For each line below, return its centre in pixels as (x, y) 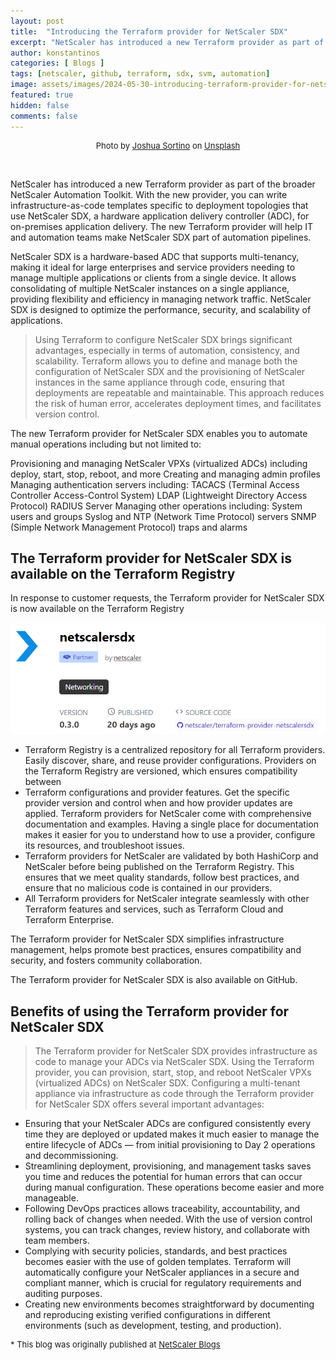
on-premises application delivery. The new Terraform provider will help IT (161, 226)
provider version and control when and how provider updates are (158, 803)
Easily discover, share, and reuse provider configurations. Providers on (170, 761)
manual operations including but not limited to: (106, 444)
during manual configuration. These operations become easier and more (174, 1187)
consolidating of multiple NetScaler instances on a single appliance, (150, 288)
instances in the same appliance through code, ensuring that (159, 382)
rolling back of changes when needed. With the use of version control (168, 1219)
